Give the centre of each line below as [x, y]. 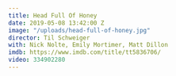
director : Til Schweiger [49, 38]
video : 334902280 [37, 60]
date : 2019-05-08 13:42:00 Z [56, 23]
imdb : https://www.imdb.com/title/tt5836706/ [84, 52]
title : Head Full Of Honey [53, 15]
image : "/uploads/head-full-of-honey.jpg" [79, 30]
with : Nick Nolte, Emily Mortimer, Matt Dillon [88, 45]
